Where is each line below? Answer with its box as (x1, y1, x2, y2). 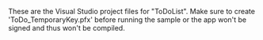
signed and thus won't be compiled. (8, 24, 125, 32)
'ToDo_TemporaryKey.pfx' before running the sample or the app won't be (8, 15, 247, 24)
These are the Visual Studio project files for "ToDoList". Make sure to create (8, 7, 256, 16)
